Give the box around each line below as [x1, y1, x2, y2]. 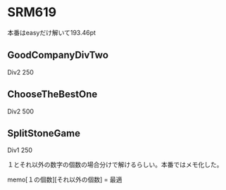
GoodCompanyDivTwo [7, 49, 109, 61]
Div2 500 [7, 107, 34, 115]
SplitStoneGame [7, 127, 81, 139]
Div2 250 [7, 68, 34, 76]
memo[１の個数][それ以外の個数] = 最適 [7, 175, 123, 184]
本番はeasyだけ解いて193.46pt [7, 28, 96, 37]
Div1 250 [7, 146, 33, 155]
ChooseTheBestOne [7, 89, 98, 101]
